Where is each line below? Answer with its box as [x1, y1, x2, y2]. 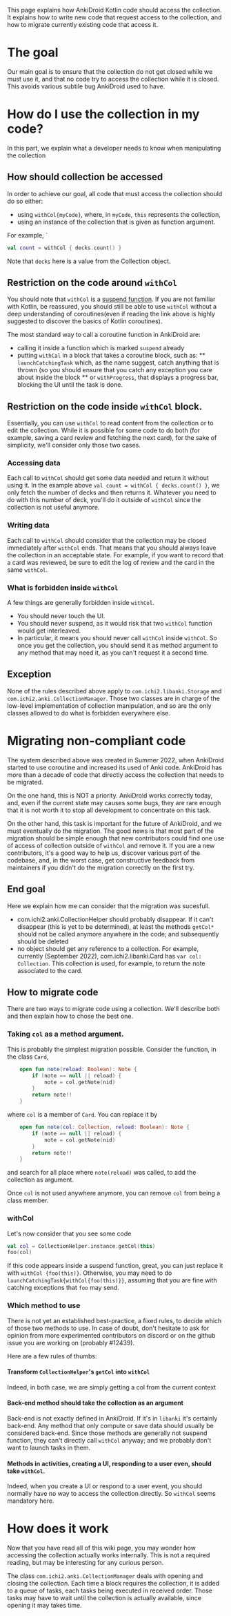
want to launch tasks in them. [7, 1443, 91, 1452]
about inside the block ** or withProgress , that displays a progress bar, [17, 373, 219, 382]
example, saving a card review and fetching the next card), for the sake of [7, 434, 217, 442]
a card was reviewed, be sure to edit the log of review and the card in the [7, 558, 215, 566]
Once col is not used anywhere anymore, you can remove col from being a [7, 1189, 221, 1197]
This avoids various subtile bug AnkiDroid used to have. [7, 82, 165, 90]
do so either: [7, 197, 43, 205]
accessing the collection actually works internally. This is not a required [7, 1551, 210, 1559]
